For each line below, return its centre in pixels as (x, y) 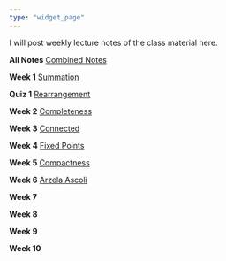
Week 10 (25, 248)
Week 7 (23, 196)
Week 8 (23, 214)
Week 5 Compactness (49, 162)
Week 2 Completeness (51, 111)
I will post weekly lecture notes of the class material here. (113, 42)
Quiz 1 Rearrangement (50, 94)
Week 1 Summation (44, 77)
